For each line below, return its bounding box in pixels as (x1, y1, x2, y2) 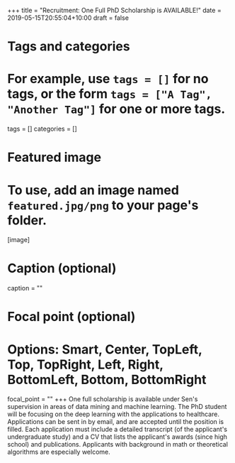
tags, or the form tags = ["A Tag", (7, 86, 212, 102)
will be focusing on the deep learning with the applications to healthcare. (7, 410, 219, 418)
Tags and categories (7, 38, 130, 55)
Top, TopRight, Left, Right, (7, 356, 164, 372)
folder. (7, 212, 47, 228)
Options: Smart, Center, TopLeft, (7, 341, 202, 357)
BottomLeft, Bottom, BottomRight (7, 371, 207, 388)
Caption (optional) (7, 261, 117, 276)
